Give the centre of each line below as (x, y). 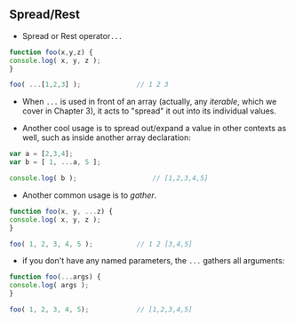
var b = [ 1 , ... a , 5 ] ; (55, 162)
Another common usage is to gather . (89, 195)
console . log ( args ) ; (49, 286)
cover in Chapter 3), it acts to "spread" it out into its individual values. (149, 111)
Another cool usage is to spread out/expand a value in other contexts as (154, 129)
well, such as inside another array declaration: (106, 137)
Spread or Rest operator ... (72, 35)
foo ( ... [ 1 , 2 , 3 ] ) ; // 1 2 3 (89, 85)
